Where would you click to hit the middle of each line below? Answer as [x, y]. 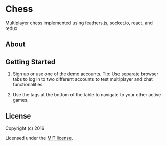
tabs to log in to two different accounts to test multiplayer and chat [83, 79]
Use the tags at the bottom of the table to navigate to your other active [87, 95]
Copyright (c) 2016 [25, 128]
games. [21, 100]
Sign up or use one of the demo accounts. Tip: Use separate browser [86, 74]
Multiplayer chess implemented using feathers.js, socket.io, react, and [79, 23]
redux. [12, 28]
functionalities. [28, 85]
